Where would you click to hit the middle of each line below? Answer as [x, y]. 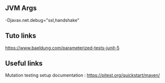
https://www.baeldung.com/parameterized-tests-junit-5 [62, 48]
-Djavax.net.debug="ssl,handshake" [42, 20]
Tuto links [21, 36]
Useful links [24, 63]
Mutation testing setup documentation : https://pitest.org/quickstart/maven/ [82, 75]
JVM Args [21, 8]
